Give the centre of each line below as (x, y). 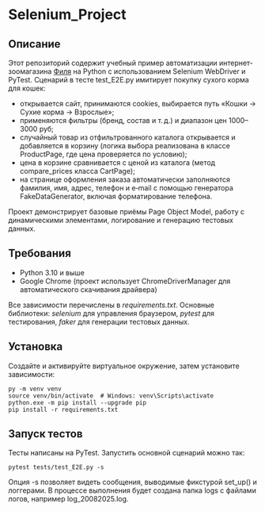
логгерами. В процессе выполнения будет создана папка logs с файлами (132, 490)
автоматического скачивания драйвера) (89, 289)
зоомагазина (30, 71)
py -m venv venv (35, 389)
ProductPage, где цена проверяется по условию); (103, 154)
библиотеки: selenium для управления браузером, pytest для (112, 313)
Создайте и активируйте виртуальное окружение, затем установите (124, 366)
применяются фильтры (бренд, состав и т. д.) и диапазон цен (123, 120)
